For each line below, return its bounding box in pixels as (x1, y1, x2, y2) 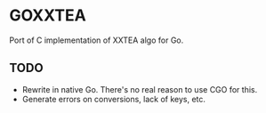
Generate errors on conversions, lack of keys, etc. (21, 93, 206, 104)
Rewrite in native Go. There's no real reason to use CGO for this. (21, 84, 258, 94)
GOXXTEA (9, 5, 86, 26)
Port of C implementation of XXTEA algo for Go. (9, 35, 184, 45)
